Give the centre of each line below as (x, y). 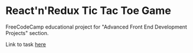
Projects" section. (27, 33)
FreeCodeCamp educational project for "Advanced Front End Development (96, 27)
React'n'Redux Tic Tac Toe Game (89, 11)
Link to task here (26, 44)
